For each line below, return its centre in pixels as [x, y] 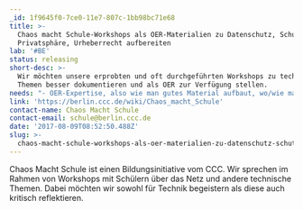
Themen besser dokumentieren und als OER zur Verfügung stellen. [143, 85]
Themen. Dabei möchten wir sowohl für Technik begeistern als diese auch [147, 188]
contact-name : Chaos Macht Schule [74, 110]
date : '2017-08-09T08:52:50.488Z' [74, 127]
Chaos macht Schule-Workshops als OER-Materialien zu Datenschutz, [147, 34]
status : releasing [44, 59]
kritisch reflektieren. [46, 197]
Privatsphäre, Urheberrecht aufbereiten [94, 43]
